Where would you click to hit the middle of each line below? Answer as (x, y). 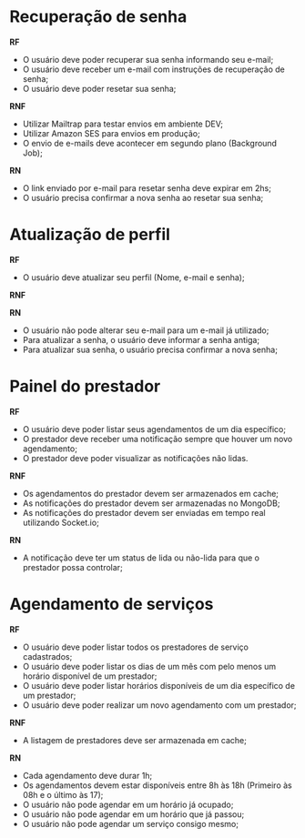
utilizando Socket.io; (61, 522)
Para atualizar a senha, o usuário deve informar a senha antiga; (141, 339)
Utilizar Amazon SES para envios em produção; (111, 133)
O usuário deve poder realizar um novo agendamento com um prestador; (160, 705)
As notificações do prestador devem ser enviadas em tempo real (144, 512)
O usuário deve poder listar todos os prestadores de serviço (135, 647)
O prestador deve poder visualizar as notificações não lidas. (135, 458)
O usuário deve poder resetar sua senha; (99, 88)
